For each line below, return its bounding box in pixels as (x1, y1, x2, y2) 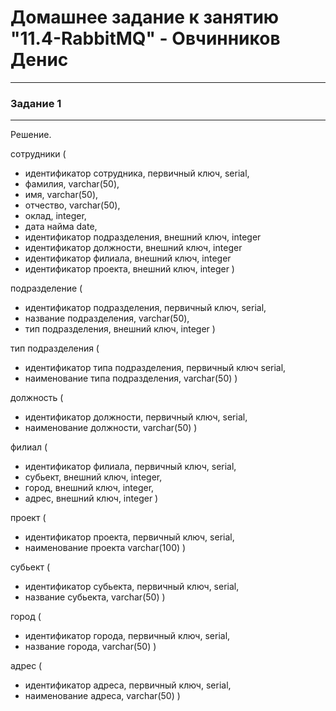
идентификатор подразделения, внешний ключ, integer (24, 231, 262, 243)
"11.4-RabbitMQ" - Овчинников (10, 27, 281, 50)
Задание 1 (10, 96, 62, 110)
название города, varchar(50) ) (24, 641, 157, 653)
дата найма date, (24, 221, 98, 233)
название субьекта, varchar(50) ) (24, 591, 166, 603)
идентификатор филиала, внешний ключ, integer (24, 252, 232, 265)
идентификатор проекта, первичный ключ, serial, (24, 531, 235, 543)
